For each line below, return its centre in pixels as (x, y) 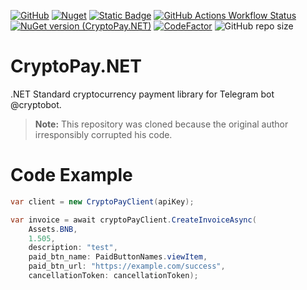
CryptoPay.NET (76, 66)
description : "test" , (73, 248)
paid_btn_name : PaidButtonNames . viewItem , (118, 257)
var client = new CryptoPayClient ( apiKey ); (102, 201)
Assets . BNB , (53, 229)
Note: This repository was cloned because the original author (161, 124)
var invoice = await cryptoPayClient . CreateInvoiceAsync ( (133, 220)
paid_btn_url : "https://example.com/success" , (127, 266)
